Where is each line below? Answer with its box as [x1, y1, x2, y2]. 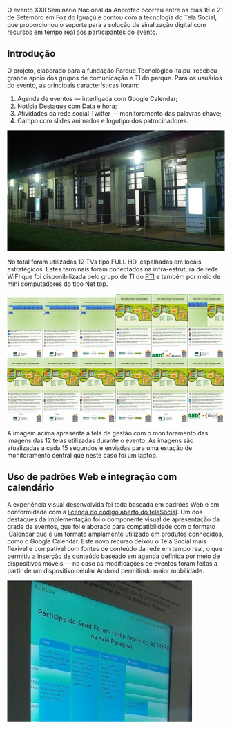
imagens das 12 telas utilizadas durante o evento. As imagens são [7, 436, 194, 444]
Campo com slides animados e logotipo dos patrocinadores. [17, 116, 188, 125]
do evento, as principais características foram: [7, 81, 139, 89]
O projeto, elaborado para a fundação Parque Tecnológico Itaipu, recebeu [7, 66, 217, 75]
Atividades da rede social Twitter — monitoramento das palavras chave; [17, 109, 222, 117]
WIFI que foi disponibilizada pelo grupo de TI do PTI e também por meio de [7, 273, 221, 281]
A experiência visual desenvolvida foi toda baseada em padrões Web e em [7, 500, 220, 508]
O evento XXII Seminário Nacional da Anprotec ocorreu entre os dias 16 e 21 [7, 6, 223, 14]
